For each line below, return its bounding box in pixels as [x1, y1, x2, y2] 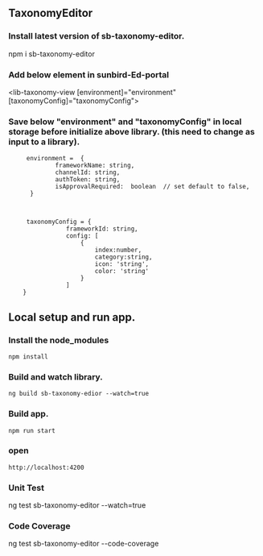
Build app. [8, 409, 49, 420]
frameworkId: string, [65, 225, 138, 233]
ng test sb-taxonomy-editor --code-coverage [8, 539, 159, 549]
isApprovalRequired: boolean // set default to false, [55, 183, 250, 191]
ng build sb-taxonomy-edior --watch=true [8, 390, 150, 398]
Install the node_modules [8, 334, 109, 346]
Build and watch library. [8, 371, 103, 382]
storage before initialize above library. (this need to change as [8, 126, 255, 137]
